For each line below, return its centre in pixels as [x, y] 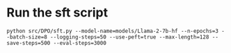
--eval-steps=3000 [80, 43]
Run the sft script [57, 13]
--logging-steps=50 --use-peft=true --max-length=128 [130, 37]
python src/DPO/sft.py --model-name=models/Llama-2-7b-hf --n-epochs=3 [112, 31]
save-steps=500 [29, 43]
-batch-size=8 [27, 37]
